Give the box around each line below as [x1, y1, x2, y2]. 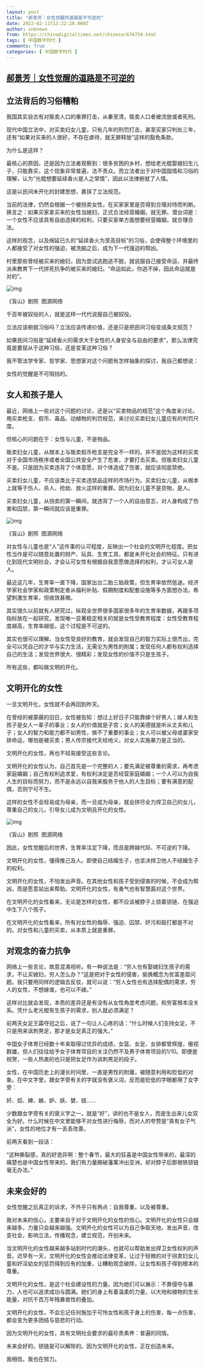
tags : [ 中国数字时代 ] [6, 37, 61, 43]
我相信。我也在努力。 [6, 1355, 60, 1363]
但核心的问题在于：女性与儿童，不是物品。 [6, 435, 113, 443]
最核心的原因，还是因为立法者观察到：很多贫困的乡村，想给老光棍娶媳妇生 [6, 160, 193, 167]
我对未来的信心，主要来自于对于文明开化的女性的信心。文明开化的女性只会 [6, 1216, 193, 1224]
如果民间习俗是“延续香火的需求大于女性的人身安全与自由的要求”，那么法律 [6, 336, 193, 344]
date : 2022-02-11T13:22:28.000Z [6, 20, 88, 26]
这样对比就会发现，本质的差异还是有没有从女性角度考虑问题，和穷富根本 [6, 999, 188, 1006]
